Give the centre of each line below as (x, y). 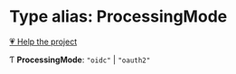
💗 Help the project (43, 42)
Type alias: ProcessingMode (118, 17)
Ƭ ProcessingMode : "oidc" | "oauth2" (80, 60)
